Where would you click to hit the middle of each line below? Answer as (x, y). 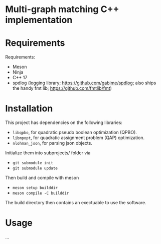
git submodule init (33, 163)
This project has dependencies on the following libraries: (64, 123)
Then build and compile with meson (42, 178)
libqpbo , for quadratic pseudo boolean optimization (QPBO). (74, 133)
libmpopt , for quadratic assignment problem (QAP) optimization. (78, 138)
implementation (39, 20)
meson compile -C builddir (41, 193)
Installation (29, 109)
